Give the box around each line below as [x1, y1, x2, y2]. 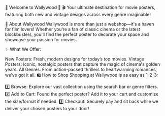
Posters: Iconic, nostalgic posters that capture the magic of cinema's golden [5, 61, 160, 67]
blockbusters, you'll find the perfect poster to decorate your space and [5, 31, 149, 37]
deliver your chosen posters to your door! [5, 106, 90, 111]
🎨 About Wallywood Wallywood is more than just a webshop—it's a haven [5, 21, 154, 27]
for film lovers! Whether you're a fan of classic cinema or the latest [5, 27, 140, 32]
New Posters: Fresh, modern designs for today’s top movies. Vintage [5, 56, 144, 62]
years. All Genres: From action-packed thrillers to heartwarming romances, [5, 66, 157, 72]
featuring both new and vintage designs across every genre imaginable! [5, 12, 151, 17]
